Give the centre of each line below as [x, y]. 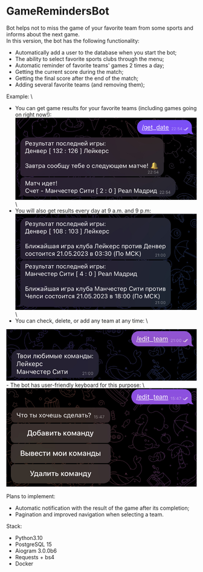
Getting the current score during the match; [69, 71]
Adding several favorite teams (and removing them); [80, 84]
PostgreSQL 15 [34, 544]
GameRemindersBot [58, 11]
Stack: [14, 526]
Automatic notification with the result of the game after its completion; [102, 508]
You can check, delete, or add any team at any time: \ [81, 321]
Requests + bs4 [35, 557]
